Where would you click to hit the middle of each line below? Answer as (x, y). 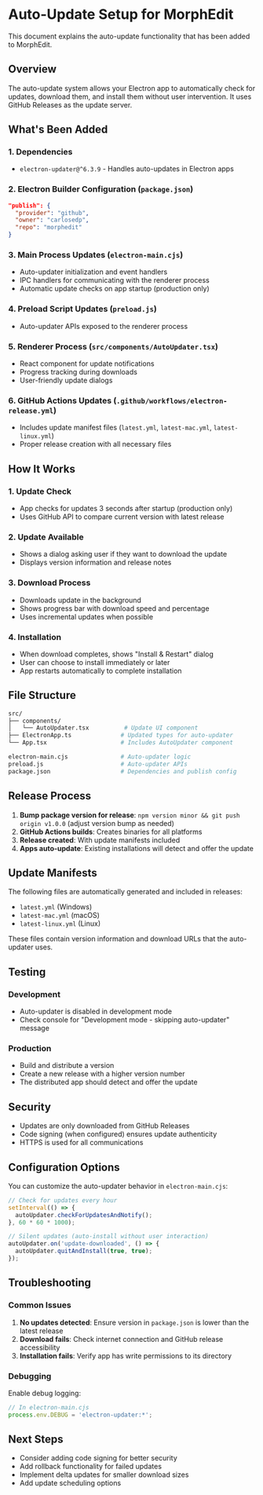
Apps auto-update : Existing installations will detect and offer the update (136, 848)
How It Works (42, 469)
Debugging (30, 1376)
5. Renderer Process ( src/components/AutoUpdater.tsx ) (113, 346)
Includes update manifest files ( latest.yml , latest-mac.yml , (115, 428)
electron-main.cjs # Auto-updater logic (100, 757)
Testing (27, 972)
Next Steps (36, 1440)
